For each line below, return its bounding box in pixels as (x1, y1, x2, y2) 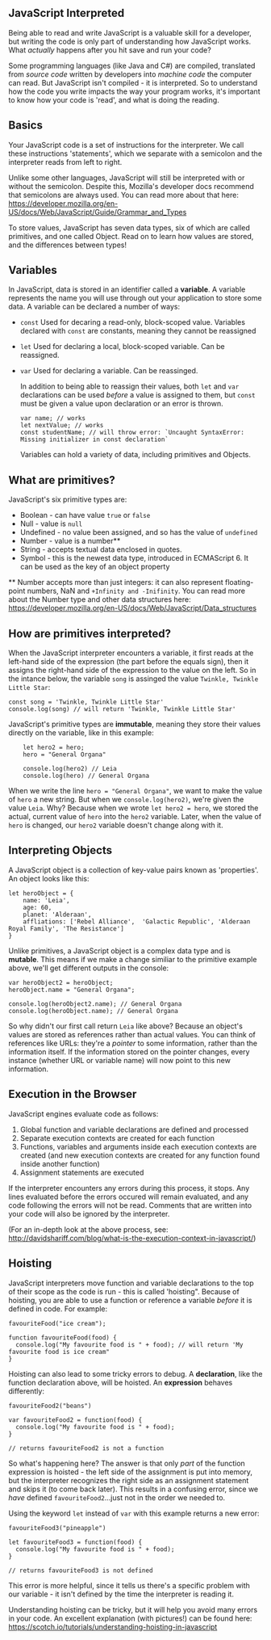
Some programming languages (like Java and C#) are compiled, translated (8, 61, 256, 70)
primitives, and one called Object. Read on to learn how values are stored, (8, 231, 254, 241)
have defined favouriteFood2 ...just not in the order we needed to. (8, 1492, 226, 1502)
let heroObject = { (8, 889, 74, 898)
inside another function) (19, 1159, 101, 1168)
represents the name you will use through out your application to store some (8, 293, 262, 303)
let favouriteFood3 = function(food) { (8, 1538, 143, 1546)
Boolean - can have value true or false (19, 511, 151, 520)
